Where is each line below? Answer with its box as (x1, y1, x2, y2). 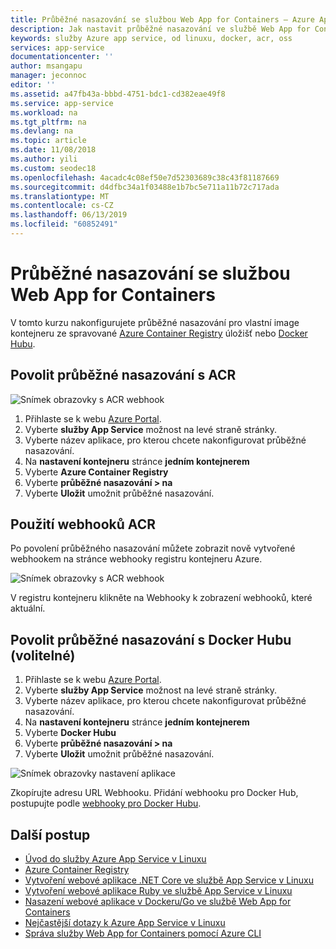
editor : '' (10, 80, 56, 90)
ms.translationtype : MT (10, 191, 110, 201)
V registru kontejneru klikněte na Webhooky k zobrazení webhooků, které (10, 592, 313, 604)
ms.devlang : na (10, 126, 74, 136)
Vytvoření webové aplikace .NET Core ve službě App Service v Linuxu (24, 874, 314, 886)
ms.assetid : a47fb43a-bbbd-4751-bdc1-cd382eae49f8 (10, 89, 226, 99)
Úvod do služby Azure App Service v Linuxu (24, 853, 207, 865)
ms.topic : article (10, 136, 87, 146)
